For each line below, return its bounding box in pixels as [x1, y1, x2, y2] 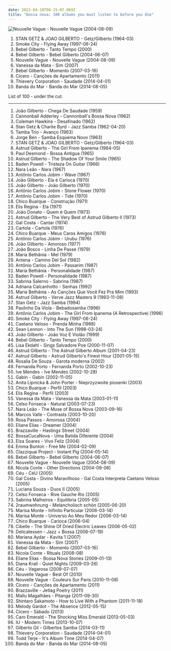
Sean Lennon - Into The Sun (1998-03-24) [15, 326, 103, 332]
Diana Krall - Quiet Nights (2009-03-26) [15, 560, 98, 567]
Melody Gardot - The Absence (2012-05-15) [15, 603, 106, 609]
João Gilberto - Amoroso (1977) [15, 241, 81, 247]
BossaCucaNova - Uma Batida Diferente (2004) [15, 432, 114, 439]
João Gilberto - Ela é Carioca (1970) [15, 177, 89, 183]
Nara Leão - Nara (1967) [15, 166, 65, 172]
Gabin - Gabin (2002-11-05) [15, 374, 73, 380]
